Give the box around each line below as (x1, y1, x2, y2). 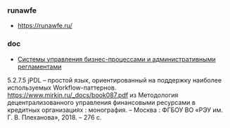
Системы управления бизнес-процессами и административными (17, 55, 216, 63)
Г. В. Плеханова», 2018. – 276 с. (7, 113, 102, 121)
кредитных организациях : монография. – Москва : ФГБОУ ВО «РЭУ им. (7, 106, 223, 114)
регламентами (17, 62, 62, 71)
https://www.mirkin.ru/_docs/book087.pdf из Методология (7, 90, 179, 99)
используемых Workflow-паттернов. (7, 83, 117, 92)
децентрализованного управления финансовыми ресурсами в (7, 98, 196, 106)
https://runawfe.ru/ (17, 22, 72, 30)
